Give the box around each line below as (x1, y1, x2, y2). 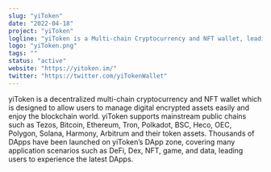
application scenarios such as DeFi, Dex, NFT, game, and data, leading (8, 145, 244, 155)
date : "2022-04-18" (8, 19, 74, 27)
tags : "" (8, 49, 38, 57)
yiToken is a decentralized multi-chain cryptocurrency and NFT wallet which (8, 94, 262, 103)
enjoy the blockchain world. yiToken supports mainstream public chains (8, 111, 247, 121)
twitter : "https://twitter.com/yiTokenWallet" (8, 72, 168, 80)
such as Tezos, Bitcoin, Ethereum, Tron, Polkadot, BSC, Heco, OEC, (8, 120, 232, 129)
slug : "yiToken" (8, 11, 63, 20)
